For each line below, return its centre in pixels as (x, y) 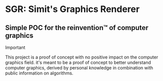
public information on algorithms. (39, 73)
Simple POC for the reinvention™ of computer (77, 28)
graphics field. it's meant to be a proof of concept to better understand (78, 62)
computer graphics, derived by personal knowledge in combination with (79, 68)
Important (15, 47)
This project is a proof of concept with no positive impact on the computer (82, 57)
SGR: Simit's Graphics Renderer (72, 9)
